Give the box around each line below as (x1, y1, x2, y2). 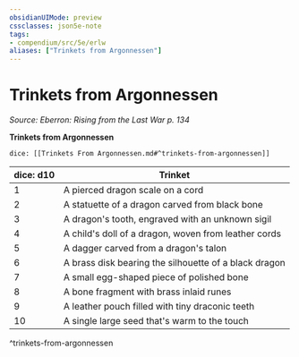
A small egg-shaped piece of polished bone (63, 271, 249, 284)
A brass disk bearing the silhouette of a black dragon (63, 257, 286, 269)
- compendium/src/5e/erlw (9, 38, 106, 47)
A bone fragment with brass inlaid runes (63, 285, 232, 298)
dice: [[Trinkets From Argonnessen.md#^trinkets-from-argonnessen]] (9, 149, 270, 158)
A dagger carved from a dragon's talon (63, 242, 227, 255)
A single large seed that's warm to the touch (63, 315, 249, 327)
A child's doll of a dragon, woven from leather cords (63, 227, 282, 240)
